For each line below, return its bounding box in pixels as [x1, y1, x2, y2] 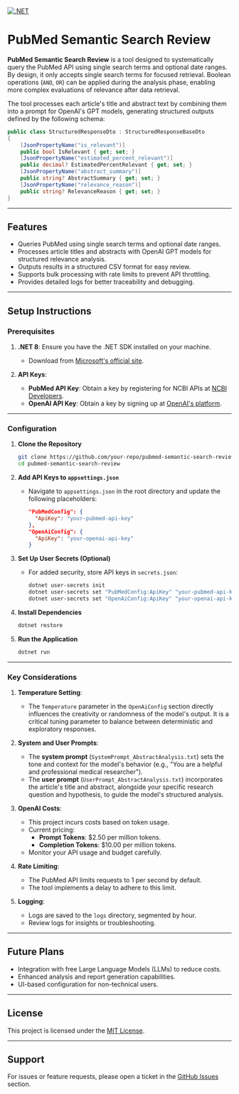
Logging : [17, 897, 45, 906]
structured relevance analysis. [17, 255, 107, 264]
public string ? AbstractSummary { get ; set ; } [20, 175, 161, 182]
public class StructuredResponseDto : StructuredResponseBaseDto [7, 128, 205, 135]
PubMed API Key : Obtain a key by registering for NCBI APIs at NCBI [28, 384, 228, 393]
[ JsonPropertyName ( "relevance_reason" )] [20, 181, 142, 188]
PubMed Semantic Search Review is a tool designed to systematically [7, 55, 214, 63]
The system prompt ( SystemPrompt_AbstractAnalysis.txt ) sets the [28, 753, 224, 761]
